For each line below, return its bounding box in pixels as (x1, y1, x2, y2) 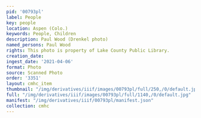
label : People (6, 14, 42, 20)
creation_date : (6, 53, 44, 59)
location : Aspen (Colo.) (6, 25, 68, 32)
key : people (6, 20, 36, 26)
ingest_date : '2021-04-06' (6, 58, 74, 64)
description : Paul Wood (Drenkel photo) (6, 36, 109, 42)
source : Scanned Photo (6, 70, 63, 76)
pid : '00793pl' (6, 8, 44, 15)
